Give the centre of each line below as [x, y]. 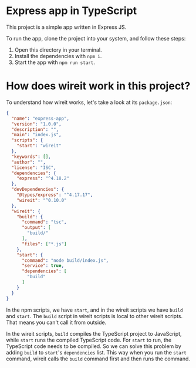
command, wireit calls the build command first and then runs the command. [98, 359]
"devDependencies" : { [38, 190]
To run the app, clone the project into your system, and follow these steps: [96, 38]
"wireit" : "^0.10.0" [42, 200]
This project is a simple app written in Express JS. [66, 27]
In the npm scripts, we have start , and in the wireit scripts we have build [94, 310]
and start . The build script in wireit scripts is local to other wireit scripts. [94, 316]
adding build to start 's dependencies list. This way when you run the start [96, 352]
